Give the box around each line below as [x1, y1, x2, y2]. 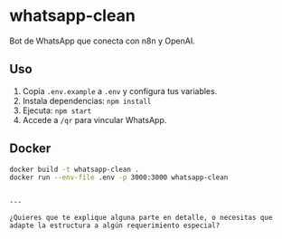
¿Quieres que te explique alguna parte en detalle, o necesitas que [9, 214, 273, 223]
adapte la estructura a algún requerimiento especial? [9, 221, 221, 231]
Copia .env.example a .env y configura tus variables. [22, 85, 218, 96]
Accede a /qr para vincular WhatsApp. [22, 114, 167, 125]
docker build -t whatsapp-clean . [9, 165, 140, 174]
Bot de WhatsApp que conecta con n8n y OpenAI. [9, 35, 196, 46]
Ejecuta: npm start [22, 105, 92, 116]
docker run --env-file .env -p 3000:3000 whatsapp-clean [9, 173, 229, 182]
